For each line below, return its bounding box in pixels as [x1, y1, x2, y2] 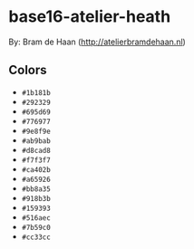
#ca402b [21, 165, 51, 174]
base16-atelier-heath [8, 6, 171, 27]
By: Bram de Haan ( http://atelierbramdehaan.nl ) [8, 36, 187, 47]
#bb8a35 [21, 184, 51, 194]
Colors [8, 62, 47, 78]
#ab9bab [21, 136, 51, 146]
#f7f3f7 [21, 156, 51, 165]
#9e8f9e [21, 127, 51, 136]
